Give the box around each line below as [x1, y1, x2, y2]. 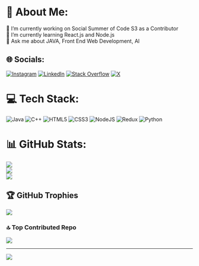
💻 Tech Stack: [6, 92, 79, 105]
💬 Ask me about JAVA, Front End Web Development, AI [6, 37, 140, 44]
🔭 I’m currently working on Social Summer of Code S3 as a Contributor [6, 25, 179, 32]
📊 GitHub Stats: [6, 137, 87, 151]
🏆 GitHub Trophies [6, 190, 79, 200]
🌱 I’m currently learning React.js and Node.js [6, 31, 115, 38]
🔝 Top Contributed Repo [6, 223, 77, 232]
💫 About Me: [6, 5, 69, 19]
